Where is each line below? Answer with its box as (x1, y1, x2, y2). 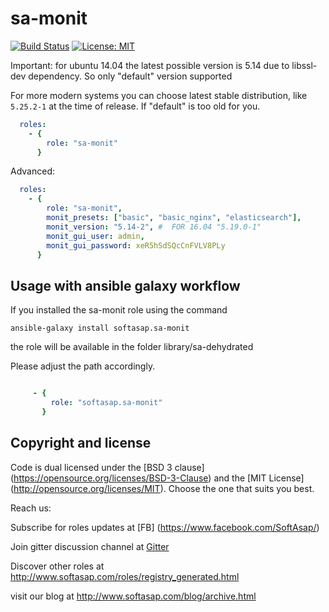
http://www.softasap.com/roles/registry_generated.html (10, 570, 240, 582)
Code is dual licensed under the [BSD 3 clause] (10, 461, 205, 473)
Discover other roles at (10, 560, 105, 572)
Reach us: (10, 502, 52, 514)
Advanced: (10, 165, 55, 177)
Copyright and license (10, 435, 152, 452)
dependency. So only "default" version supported (28, 70, 233, 82)
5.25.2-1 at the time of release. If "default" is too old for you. (10, 100, 261, 112)
